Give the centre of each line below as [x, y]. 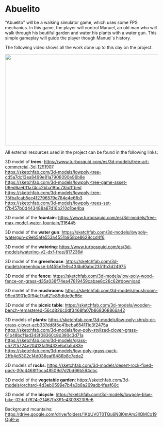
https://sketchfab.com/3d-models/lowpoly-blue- [104, 394]
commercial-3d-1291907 [30, 167]
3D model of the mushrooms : [35, 290]
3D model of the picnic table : [34, 305]
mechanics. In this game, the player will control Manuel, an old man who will [81, 27]
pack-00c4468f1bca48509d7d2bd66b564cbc [51, 370]
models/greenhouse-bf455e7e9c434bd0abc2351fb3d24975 [65, 267]
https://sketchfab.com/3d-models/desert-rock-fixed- [100, 365]
